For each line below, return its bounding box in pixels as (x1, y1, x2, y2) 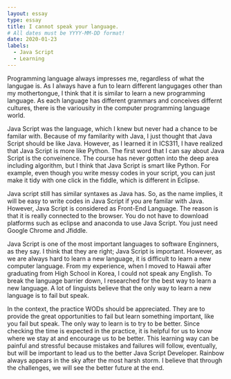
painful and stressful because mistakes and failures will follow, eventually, (7, 341, 218, 350)
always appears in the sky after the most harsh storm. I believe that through (7, 356, 223, 364)
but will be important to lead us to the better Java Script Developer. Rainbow (7, 349, 225, 357)
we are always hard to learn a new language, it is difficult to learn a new (7, 254, 212, 263)
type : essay (7, 17, 41, 24)
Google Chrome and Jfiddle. (7, 226, 88, 234)
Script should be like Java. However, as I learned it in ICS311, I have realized (7, 139, 223, 148)
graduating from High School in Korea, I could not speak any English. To (7, 269, 212, 277)
